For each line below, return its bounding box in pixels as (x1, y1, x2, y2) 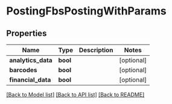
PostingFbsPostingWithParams (6, 4, 167, 18)
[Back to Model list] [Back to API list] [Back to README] (6, 91, 145, 98)
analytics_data (9, 56, 53, 64)
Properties (6, 28, 47, 38)
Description (78, 46, 113, 54)
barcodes (9, 66, 37, 74)
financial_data (9, 76, 51, 84)
